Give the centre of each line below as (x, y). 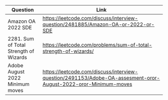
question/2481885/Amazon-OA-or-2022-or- (98, 24)
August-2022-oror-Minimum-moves (87, 84)
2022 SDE (20, 28)
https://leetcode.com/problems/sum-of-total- (97, 45)
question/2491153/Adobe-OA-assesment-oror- (101, 78)
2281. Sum (21, 39)
